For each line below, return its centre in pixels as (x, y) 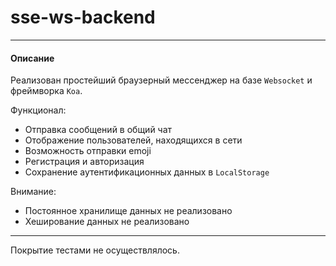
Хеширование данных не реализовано (107, 222)
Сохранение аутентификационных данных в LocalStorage (147, 172)
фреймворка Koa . (46, 91)
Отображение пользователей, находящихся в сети (133, 140)
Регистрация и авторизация (84, 162)
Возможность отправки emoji (88, 151)
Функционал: (38, 110)
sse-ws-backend (83, 17)
